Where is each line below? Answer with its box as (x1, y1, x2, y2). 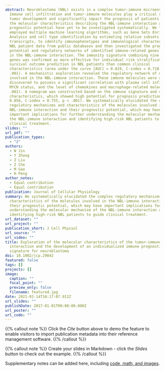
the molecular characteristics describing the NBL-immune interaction (9, 21, 157, 26)
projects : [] (5, 267, 32, 272)
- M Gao (9, 167, 26, 172)
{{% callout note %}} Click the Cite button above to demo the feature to (5, 326, 150, 332)
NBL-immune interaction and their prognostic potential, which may (9, 107, 151, 113)
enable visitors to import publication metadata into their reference (5, 331, 138, 337)
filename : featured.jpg (9, 290, 58, 295)
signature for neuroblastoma (9, 248, 69, 254)
